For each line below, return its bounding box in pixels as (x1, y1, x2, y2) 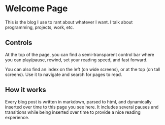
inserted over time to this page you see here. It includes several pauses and (5, 104, 159, 110)
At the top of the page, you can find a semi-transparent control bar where (5, 51, 154, 57)
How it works (5, 86, 46, 94)
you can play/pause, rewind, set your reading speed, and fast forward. (5, 57, 148, 63)
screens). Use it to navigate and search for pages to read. (5, 72, 122, 77)
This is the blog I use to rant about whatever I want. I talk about (5, 19, 133, 25)
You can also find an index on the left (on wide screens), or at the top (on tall (5, 66, 161, 72)
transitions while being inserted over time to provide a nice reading (5, 109, 141, 115)
